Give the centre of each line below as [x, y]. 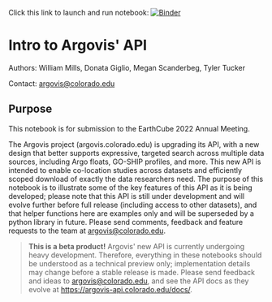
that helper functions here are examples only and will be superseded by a [131, 213]
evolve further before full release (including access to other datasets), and [133, 205]
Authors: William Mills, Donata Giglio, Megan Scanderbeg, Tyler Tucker [127, 67]
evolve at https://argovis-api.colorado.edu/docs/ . [110, 289]
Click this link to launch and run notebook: [79, 13]
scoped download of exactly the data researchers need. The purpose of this [136, 179]
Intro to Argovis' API [78, 45]
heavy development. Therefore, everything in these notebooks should [145, 255]
